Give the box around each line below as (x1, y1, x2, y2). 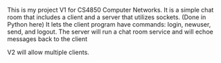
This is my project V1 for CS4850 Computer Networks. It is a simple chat (7, 6, 214, 14)
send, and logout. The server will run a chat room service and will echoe (7, 27, 213, 36)
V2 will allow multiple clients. (7, 48, 90, 56)
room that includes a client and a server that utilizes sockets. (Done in (7, 13, 206, 21)
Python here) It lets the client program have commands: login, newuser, (7, 21, 211, 28)
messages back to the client (7, 35, 88, 43)
